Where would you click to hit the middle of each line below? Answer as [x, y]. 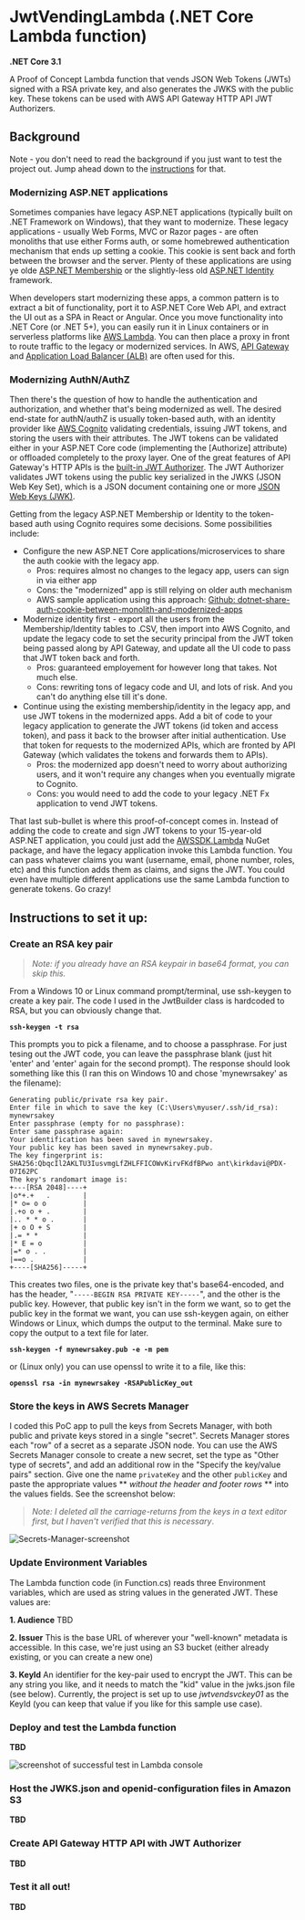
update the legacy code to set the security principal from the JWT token [158, 639]
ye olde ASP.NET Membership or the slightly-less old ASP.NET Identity [142, 270]
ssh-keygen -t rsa [44, 1028]
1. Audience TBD [41, 1620]
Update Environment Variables [78, 1563]
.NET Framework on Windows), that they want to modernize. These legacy [149, 222]
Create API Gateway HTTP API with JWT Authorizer [126, 1843]
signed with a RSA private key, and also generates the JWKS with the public [152, 89]
